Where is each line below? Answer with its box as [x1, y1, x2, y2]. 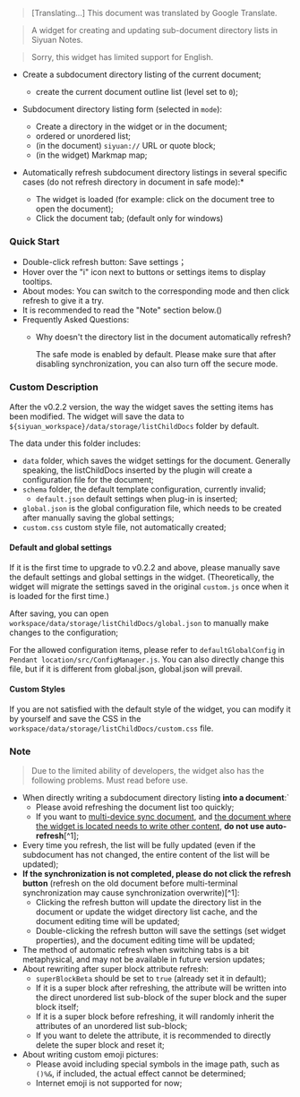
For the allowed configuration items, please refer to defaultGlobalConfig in [9, 644, 285, 655]
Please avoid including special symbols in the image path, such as [35, 1058, 280, 1069]
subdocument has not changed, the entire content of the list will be [21, 850, 270, 861]
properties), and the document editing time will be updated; [35, 935, 255, 946]
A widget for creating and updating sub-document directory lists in [30, 25, 279, 35]
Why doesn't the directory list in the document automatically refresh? [35, 331, 291, 343]
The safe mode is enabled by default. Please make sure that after [35, 349, 277, 360]
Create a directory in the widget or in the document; [35, 121, 227, 132]
